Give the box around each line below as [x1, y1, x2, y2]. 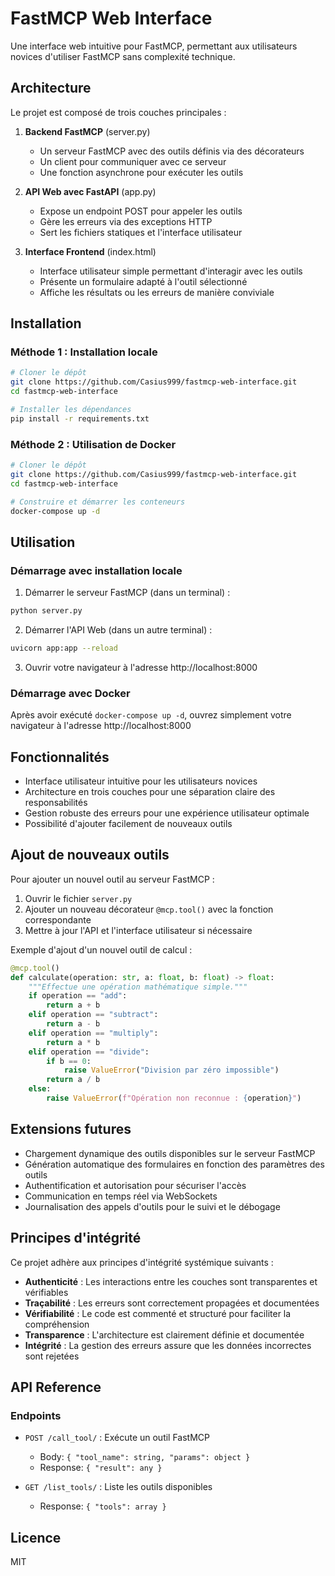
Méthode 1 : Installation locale [10, 345, 158, 359]
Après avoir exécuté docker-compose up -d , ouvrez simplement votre [10, 709, 292, 721]
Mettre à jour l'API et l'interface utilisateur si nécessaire [24, 924, 253, 936]
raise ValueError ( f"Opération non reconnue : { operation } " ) [46, 1093, 302, 1104]
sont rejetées [24, 1350, 80, 1362]
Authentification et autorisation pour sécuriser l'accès [24, 1179, 247, 1191]
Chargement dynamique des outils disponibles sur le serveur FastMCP [24, 1147, 316, 1159]
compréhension [24, 1318, 90, 1330]
